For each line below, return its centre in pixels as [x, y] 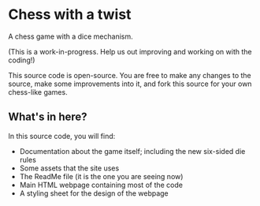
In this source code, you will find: [62, 136]
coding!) [22, 60]
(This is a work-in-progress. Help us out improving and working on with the [130, 51]
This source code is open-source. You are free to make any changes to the [130, 75]
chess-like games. [38, 92]
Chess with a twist [70, 15]
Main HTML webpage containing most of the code [101, 185]
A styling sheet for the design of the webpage [94, 193]
